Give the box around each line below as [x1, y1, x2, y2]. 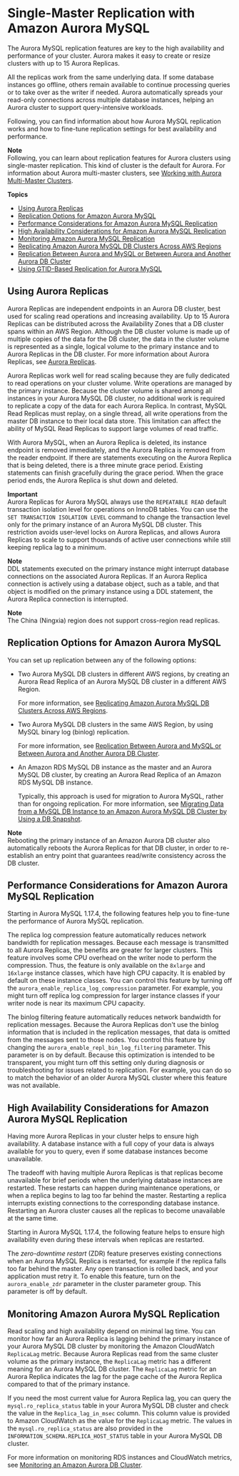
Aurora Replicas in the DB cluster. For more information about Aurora [7, 350, 210, 358]
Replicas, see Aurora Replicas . [7, 357, 97, 365]
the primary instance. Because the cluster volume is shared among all [7, 386, 213, 395]
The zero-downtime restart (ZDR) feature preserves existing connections [7, 1249, 223, 1258]
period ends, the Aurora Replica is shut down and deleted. [7, 476, 178, 485]
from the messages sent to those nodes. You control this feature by [7, 1036, 205, 1044]
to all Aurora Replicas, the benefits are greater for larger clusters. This [7, 946, 213, 954]
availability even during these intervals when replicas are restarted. [7, 1235, 205, 1244]
